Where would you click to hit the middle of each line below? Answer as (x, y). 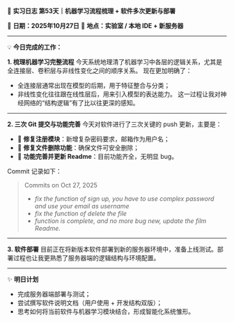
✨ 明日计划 (23, 279)
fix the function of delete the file (81, 213)
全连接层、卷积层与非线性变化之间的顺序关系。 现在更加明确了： (100, 70)
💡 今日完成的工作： (35, 47)
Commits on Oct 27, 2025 (61, 185)
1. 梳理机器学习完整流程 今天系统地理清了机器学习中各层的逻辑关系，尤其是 (115, 62)
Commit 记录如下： (35, 171)
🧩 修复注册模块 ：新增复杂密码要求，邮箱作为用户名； (93, 139)
